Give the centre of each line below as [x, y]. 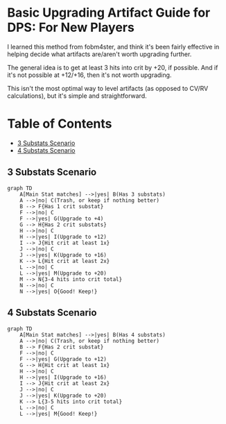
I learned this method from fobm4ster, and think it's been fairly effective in [113, 46]
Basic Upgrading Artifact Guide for [109, 13]
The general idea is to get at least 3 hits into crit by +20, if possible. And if [113, 67]
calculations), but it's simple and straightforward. [77, 96]
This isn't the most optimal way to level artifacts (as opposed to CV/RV [108, 88]
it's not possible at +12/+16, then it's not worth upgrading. [89, 75]
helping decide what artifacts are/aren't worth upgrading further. [99, 54]
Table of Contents [60, 124]
